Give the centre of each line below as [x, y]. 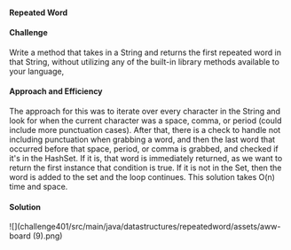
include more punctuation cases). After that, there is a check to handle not [145, 130]
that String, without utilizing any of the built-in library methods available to [144, 61]
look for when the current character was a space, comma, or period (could [145, 121]
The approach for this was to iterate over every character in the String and [145, 111]
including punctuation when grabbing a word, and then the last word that [142, 139]
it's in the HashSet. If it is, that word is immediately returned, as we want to [146, 158]
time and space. [39, 187]
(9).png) [47, 236]
